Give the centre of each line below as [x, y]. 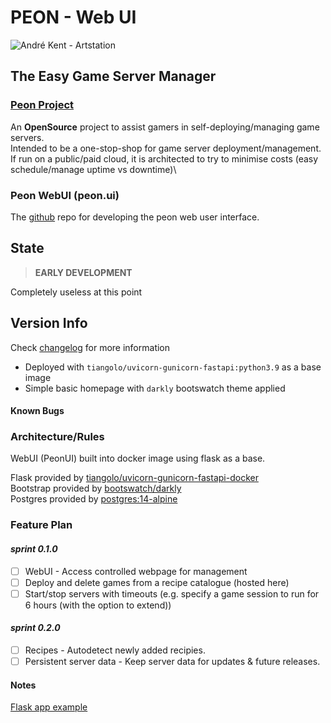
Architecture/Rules [57, 437]
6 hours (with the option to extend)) [98, 605]
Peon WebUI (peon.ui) [65, 195]
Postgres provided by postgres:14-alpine [94, 499]
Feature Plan [41, 525]
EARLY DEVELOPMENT [83, 272]
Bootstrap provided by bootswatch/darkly [96, 488]
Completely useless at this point [76, 292]
